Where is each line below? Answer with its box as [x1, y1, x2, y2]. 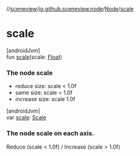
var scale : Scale [6, 114, 47, 121]
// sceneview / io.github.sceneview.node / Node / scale [6, 6, 134, 12]
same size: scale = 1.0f [15, 89, 73, 97]
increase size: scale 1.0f [15, 95, 75, 103]
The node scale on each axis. [6, 129, 94, 138]
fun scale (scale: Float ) [6, 53, 63, 61]
